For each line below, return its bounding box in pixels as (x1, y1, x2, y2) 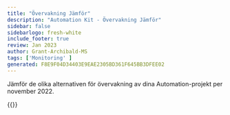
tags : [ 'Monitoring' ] (7, 55, 72, 62)
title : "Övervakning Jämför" (7, 10, 91, 17)
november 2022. (7, 87, 54, 95)
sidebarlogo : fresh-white (7, 29, 81, 36)
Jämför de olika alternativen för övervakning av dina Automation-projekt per (7, 79, 223, 88)
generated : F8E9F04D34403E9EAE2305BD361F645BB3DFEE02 (7, 61, 165, 68)
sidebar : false (7, 23, 51, 29)
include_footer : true (7, 36, 70, 42)
